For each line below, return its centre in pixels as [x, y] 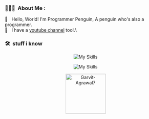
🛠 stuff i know [24, 44]
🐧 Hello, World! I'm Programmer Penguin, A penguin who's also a [74, 19]
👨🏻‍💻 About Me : [25, 8]
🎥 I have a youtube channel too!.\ [41, 30]
